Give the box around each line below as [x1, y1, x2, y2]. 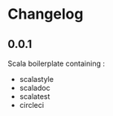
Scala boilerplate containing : [7, 58, 105, 68]
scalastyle [19, 75, 54, 84]
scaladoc [19, 83, 50, 92]
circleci [19, 101, 45, 110]
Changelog [7, 5, 84, 24]
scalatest [19, 92, 50, 101]
